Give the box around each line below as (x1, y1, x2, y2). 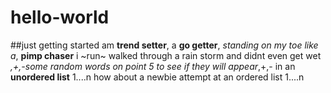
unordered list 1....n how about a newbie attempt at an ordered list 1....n (10, 71, 305, 83)
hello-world (10, 6, 110, 29)
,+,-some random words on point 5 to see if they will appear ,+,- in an (10, 60, 296, 72)
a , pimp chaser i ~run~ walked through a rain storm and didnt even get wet (10, 49, 322, 61)
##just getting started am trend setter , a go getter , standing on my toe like (10, 39, 319, 51)
